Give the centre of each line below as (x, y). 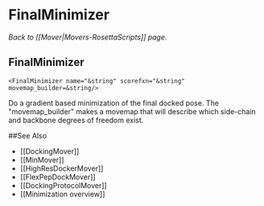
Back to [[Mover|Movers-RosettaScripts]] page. (88, 37)
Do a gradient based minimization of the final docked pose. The (114, 103)
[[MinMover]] (42, 159)
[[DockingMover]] (49, 151)
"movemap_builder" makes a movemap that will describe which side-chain (132, 111)
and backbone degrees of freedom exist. (76, 120)
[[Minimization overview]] (62, 194)
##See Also (27, 135)
